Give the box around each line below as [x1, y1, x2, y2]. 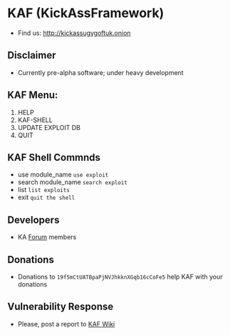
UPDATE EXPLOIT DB [17, 123, 80, 131]
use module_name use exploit [17, 170, 109, 179]
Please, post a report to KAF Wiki [17, 319, 115, 328]
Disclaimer [7, 49, 56, 61]
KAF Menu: [7, 89, 58, 101]
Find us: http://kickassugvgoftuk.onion [17, 29, 131, 37]
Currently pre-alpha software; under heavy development [17, 68, 184, 76]
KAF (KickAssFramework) [7, 5, 164, 21]
